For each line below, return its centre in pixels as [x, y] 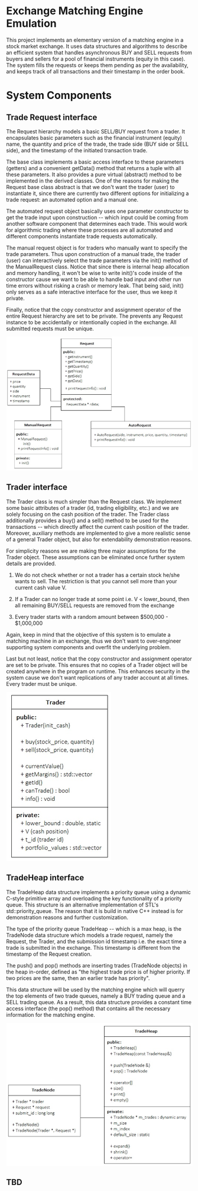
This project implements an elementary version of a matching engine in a [95, 40]
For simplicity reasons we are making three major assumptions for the [91, 551]
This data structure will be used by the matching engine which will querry [95, 989]
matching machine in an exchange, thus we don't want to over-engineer [94, 641]
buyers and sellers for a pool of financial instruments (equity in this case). [96, 59]
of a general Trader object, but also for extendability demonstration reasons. [99, 539]
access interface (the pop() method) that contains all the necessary [88, 1008]
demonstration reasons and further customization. [67, 917]
